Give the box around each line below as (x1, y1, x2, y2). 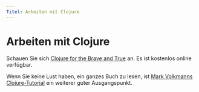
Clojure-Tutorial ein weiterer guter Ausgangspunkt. (6, 79, 133, 86)
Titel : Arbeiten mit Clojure (6, 8, 80, 15)
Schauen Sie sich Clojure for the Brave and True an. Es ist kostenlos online (6, 55, 192, 62)
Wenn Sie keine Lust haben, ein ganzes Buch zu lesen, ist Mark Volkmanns (6, 73, 193, 80)
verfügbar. (6, 61, 33, 68)
